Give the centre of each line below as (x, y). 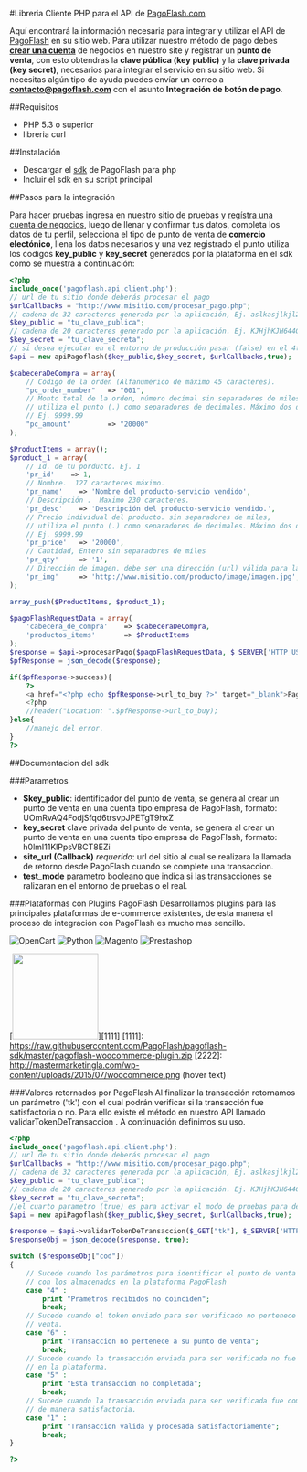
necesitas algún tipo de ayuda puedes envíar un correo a (116, 80)
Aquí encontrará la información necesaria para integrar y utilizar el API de (148, 31)
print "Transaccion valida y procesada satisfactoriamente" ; (161, 1426)
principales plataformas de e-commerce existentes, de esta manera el (142, 912)
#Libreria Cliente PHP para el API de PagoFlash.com (107, 13)
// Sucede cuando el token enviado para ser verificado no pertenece (161, 1316)
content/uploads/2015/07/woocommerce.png (95, 1074)
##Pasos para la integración (63, 197)
